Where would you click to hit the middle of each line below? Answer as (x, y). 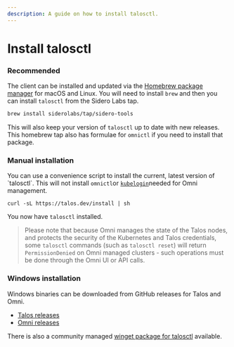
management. (27, 191)
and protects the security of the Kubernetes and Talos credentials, (120, 238)
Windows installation (44, 279)
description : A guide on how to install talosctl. (83, 14)
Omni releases (38, 322)
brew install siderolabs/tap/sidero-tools (70, 114)
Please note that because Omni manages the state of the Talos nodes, (126, 230)
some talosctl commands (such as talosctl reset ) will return (115, 245)
